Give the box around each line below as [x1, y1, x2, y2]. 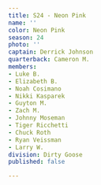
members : [8, 63, 37, 71]
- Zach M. [8, 107, 41, 115]
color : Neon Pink [8, 26, 65, 34]
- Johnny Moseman [8, 114, 65, 122]
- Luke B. [8, 70, 41, 78]
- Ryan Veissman [8, 135, 62, 144]
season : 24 [8, 33, 44, 42]
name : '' [8, 19, 37, 27]
